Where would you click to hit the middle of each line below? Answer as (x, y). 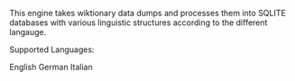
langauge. (28, 32)
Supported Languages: (52, 49)
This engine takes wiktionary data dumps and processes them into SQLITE (147, 13)
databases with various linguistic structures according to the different (138, 22)
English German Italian (51, 67)
